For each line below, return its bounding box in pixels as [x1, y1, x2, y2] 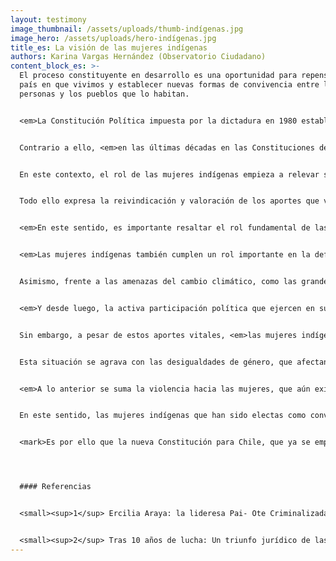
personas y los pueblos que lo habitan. [19, 89, 190, 99]
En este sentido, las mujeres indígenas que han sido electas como [19, 411, 307, 421]
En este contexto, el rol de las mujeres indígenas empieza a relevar [19, 169, 320, 180]
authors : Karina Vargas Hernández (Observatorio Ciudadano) [10, 52, 267, 62]
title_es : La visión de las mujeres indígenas [10, 42, 208, 53]
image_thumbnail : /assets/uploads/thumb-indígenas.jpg [10, 24, 244, 34]
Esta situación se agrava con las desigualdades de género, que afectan [19, 357, 329, 367]
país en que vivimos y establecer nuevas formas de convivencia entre [19, 80, 320, 90]
